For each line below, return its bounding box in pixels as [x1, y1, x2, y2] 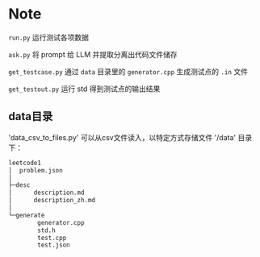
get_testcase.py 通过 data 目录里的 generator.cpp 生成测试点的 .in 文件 [8, 66, 249, 77]
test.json [37, 241, 70, 250]
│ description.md [8, 189, 85, 197]
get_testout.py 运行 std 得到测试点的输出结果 [8, 84, 161, 93]
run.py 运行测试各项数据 [8, 32, 89, 42]
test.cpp [37, 234, 67, 242]
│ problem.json [8, 166, 63, 174]
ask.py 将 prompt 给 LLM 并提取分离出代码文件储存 [8, 49, 178, 59]
